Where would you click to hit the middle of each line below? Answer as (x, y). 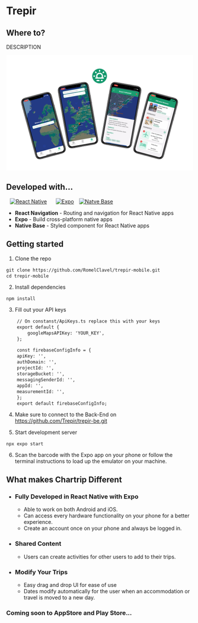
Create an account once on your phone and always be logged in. (103, 528)
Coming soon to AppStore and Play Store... (69, 613)
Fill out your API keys (40, 309)
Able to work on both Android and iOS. (71, 509)
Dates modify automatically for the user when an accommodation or (107, 591)
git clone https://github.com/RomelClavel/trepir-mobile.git (83, 270)
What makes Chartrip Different (64, 480)
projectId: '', (36, 368)
